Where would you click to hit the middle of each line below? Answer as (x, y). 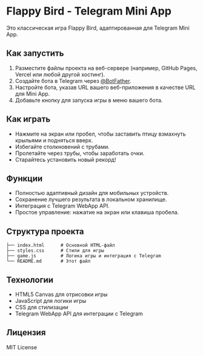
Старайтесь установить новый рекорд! (65, 159)
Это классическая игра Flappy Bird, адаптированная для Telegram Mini (98, 28)
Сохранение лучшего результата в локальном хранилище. (91, 199)
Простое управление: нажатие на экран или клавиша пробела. (97, 213)
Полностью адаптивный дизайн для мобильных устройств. (92, 193)
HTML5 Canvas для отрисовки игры (61, 294)
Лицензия (26, 333)
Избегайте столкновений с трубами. (62, 147)
